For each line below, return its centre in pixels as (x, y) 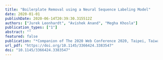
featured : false (21, 37)
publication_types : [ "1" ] (31, 28)
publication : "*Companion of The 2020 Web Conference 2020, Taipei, (76, 41)
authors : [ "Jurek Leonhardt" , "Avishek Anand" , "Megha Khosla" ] (71, 23)
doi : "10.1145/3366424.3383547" (38, 50)
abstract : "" (18, 32)
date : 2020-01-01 (23, 14)
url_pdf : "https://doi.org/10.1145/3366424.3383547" (59, 45)
